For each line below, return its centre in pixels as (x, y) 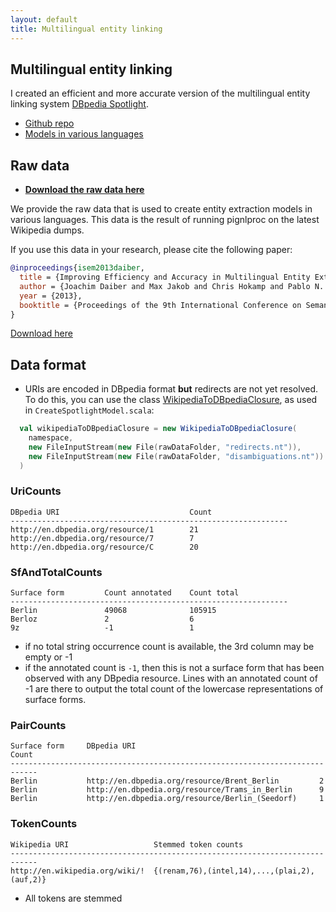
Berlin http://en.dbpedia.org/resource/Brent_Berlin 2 (167, 781)
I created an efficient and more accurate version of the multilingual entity (160, 93)
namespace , (51, 438)
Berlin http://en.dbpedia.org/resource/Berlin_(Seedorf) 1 (167, 799)
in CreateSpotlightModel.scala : (89, 410)
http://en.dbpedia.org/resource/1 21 (104, 529)
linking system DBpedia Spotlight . (79, 104)
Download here (41, 333)
